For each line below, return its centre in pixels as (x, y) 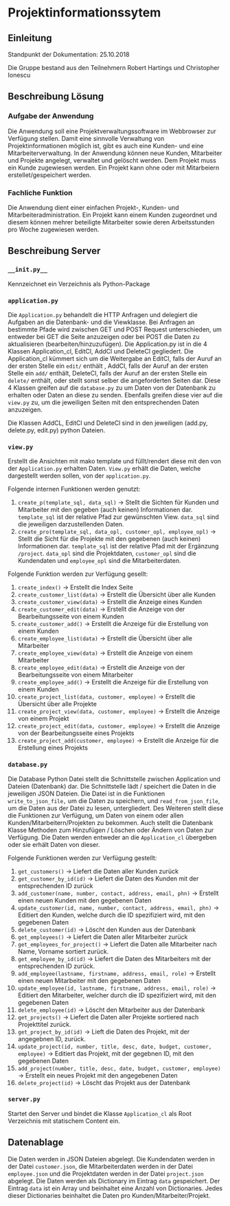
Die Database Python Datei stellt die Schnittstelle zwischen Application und (114, 779)
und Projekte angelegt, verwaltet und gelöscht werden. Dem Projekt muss (112, 160)
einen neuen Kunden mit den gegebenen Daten (84, 900)
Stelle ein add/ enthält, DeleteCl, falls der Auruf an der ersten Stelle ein (107, 373)
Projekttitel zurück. (44, 1024)
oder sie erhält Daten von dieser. (54, 844)
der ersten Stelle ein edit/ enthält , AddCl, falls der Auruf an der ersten (108, 366)
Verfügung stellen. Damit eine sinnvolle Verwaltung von (86, 138)
